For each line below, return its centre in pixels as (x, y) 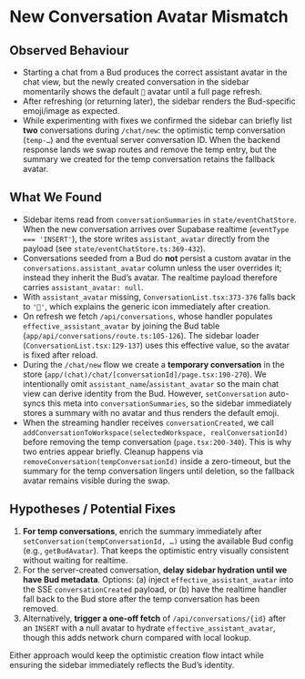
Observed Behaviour (69, 51)
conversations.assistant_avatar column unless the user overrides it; (152, 268)
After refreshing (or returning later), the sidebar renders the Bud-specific (159, 101)
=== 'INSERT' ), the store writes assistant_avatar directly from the (146, 238)
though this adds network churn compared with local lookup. (137, 637)
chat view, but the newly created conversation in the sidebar (136, 82)
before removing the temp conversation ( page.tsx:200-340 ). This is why (157, 441)
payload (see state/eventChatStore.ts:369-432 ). (114, 248)
